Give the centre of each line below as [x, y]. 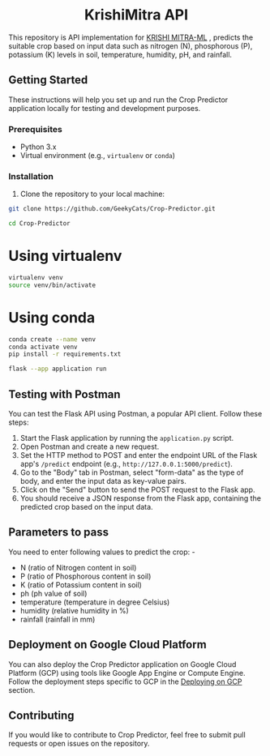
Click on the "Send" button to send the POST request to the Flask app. [137, 490]
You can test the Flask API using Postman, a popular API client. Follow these [135, 414]
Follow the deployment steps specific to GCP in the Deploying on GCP [125, 681]
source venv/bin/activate [52, 285]
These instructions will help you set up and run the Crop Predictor [118, 100]
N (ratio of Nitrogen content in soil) [78, 567]
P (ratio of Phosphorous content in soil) [86, 576]
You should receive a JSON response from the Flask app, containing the [141, 498]
